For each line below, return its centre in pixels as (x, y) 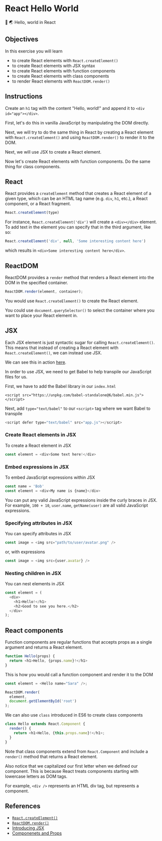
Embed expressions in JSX (37, 467)
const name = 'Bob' (25, 486)
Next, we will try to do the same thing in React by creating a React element (79, 132)
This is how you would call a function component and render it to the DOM (79, 674)
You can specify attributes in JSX (38, 534)
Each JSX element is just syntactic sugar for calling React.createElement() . (80, 342)
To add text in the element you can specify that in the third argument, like (78, 227)
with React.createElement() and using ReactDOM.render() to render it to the (80, 137)
